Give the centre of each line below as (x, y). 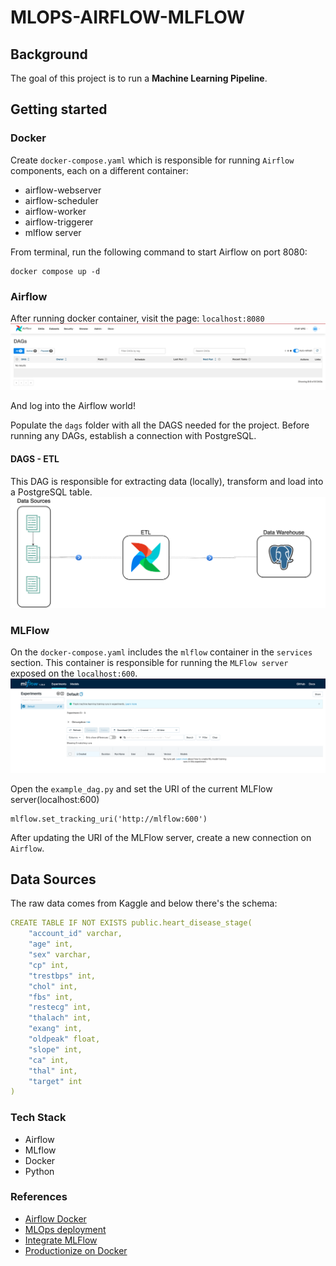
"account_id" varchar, (75, 934)
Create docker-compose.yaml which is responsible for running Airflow (152, 160)
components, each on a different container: (99, 170)
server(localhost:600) (55, 799)
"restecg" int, (60, 1007)
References (39, 1197)
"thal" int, (53, 1071)
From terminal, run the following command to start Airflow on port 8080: (159, 252)
